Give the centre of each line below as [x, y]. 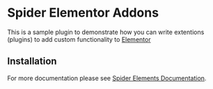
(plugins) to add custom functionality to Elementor [79, 39]
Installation [32, 62]
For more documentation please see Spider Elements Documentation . [107, 78]
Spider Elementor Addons [83, 13]
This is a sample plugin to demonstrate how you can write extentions [106, 32]
